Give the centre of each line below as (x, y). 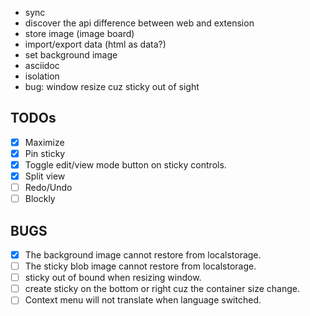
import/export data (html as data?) (95, 44)
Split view (45, 176)
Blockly (40, 199)
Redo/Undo (48, 188)
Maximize (44, 142)
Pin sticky (45, 153)
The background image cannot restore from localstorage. (143, 255)
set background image (71, 55)
